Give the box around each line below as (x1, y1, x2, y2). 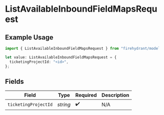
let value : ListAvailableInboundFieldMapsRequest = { (5, 55, 117, 59)
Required (75, 92, 97, 98)
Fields (5, 77, 24, 86)
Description (102, 92, 129, 98)
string (57, 101, 71, 108)
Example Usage (5, 33, 54, 41)
